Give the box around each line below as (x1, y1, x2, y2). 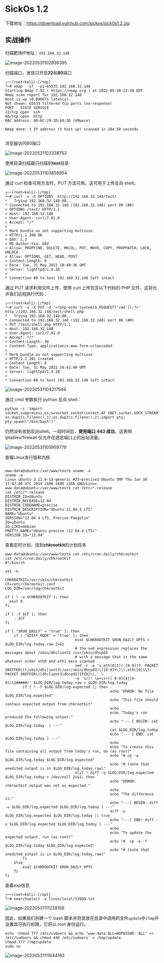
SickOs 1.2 (5, 3, 49, 15)
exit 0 (9, 599, 23, 603)
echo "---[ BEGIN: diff (109, 800, 159, 805)
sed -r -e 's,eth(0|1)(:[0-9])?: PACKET (75, 663, 159, 668)
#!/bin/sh (5, 560, 25, 565)
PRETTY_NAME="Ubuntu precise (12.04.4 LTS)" (5, 528, 97, 533)
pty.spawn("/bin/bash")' (5, 419, 56, 424)
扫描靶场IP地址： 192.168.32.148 (5, 50, 70, 56)
